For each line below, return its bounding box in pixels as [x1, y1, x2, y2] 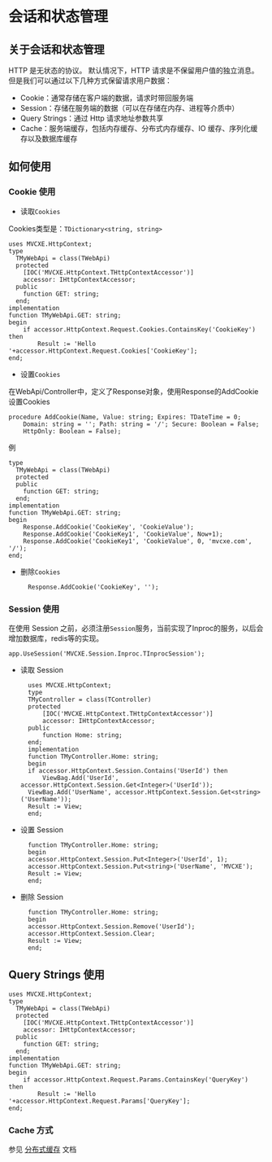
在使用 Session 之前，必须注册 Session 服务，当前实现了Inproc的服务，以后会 [8, 623, 264, 633]
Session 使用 [8, 603, 60, 615]
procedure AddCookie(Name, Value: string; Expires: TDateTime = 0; [8, 413, 242, 421]
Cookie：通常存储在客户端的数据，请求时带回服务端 [19, 93, 194, 103]
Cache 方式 [8, 1125, 54, 1136]
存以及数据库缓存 [19, 134, 78, 143]
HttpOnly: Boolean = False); [23, 427, 122, 436]
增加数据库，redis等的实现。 [8, 633, 104, 643]
